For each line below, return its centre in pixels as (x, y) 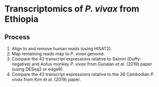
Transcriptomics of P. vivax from (72, 9)
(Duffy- (134, 59)
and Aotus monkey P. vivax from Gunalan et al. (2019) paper (92, 64)
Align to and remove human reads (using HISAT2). (62, 49)
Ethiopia (22, 19)
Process (17, 37)
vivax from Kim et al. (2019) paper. (46, 79)
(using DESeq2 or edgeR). (38, 69)
